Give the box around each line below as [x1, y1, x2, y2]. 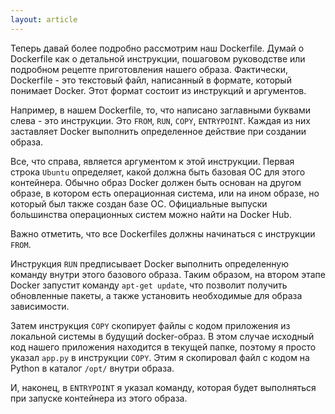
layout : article [10, 14, 78, 25]
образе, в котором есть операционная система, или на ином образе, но [10, 187, 320, 199]
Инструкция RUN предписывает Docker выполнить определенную [10, 257, 290, 270]
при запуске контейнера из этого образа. [10, 392, 188, 404]
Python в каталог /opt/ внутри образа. [10, 362, 175, 374]
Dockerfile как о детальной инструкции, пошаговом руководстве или [10, 52, 306, 65]
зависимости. [10, 300, 70, 312]
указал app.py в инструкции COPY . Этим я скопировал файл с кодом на [10, 351, 310, 363]
